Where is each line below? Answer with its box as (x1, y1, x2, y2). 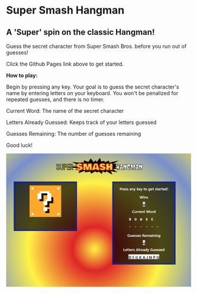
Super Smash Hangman (6, 4, 125, 17)
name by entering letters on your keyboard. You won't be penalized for (6, 90, 179, 96)
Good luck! (6, 142, 33, 148)
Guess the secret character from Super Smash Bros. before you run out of (6, 43, 187, 50)
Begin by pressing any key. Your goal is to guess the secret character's (6, 83, 179, 90)
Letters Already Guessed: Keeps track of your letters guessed (6, 119, 157, 126)
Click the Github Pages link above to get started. (6, 60, 124, 67)
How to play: (6, 72, 38, 79)
